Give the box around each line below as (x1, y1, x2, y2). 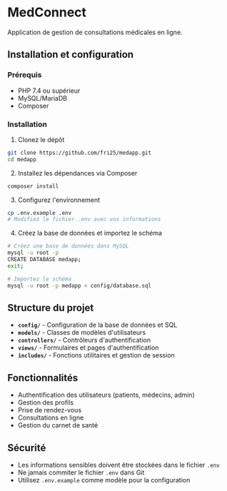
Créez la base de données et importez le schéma (17, 229, 163, 238)
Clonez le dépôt (17, 135, 65, 143)
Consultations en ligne (17, 413, 84, 422)
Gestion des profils (17, 398, 74, 407)
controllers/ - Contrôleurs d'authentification (17, 336, 151, 345)
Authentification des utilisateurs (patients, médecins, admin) (17, 390, 195, 400)
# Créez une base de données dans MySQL (7, 243, 130, 250)
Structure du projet (7, 301, 94, 314)
